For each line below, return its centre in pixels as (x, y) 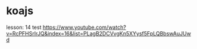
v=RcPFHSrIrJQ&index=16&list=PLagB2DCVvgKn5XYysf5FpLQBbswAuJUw (99, 33)
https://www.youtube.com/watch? (84, 27)
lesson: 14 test (24, 27)
